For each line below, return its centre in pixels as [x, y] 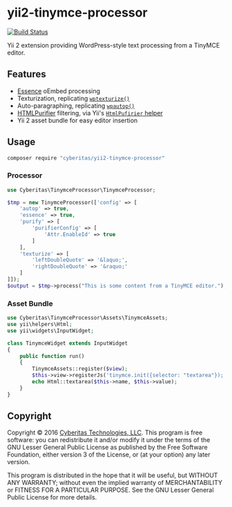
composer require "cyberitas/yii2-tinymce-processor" [86, 158]
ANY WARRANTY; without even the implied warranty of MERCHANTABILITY [115, 483]
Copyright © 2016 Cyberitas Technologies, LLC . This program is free [105, 432]
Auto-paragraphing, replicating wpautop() [76, 106]
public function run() [52, 356]
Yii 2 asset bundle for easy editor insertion [77, 120]
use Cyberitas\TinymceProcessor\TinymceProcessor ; [81, 190]
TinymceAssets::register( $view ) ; [80, 369]
